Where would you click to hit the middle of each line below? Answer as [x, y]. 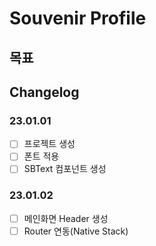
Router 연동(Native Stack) [76, 231]
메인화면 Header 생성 [66, 218]
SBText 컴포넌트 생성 [65, 169]
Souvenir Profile [78, 18]
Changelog [44, 92]
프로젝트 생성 [49, 144]
